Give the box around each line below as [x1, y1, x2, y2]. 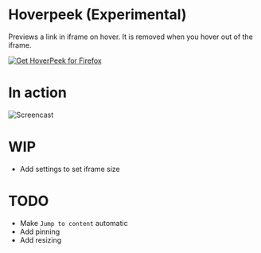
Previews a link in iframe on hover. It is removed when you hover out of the [8, 32, 253, 41]
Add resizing [19, 235, 62, 244]
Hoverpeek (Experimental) [8, 6, 187, 24]
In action [8, 84, 68, 102]
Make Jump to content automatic [19, 218, 129, 228]
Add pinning [19, 227, 60, 236]
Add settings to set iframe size [19, 164, 121, 173]
